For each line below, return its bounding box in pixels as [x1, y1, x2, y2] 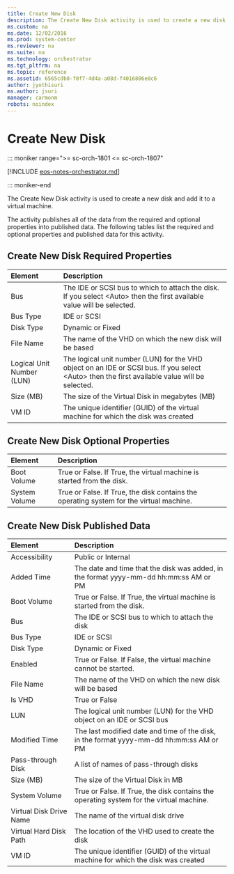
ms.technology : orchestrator [7, 56, 92, 63]
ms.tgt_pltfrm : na [7, 62, 61, 69]
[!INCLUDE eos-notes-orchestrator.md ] [7, 167, 120, 175]
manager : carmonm [7, 95, 58, 102]
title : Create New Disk [7, 10, 77, 17]
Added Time [10, 572, 51, 582]
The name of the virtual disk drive [74, 811, 185, 820]
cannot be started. [74, 664, 134, 673]
